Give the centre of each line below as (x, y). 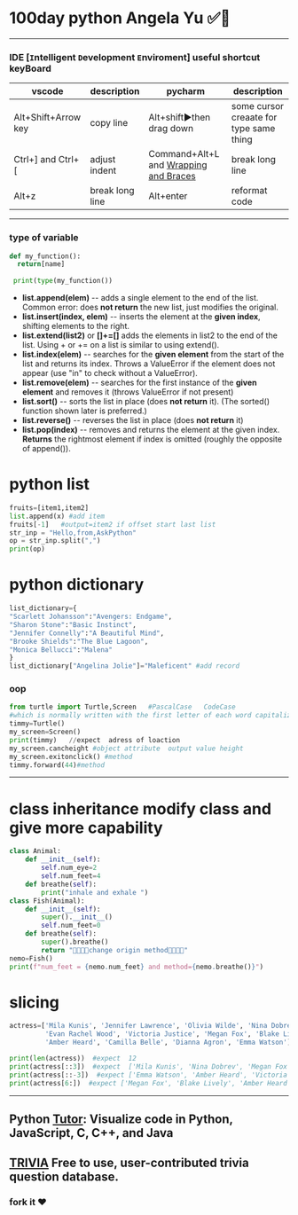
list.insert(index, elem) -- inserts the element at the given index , (141, 317)
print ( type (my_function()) (63, 281)
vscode (47, 91)
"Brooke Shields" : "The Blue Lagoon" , (79, 641)
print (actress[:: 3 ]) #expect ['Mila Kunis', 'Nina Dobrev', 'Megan (141, 1066)
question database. (64, 1177)
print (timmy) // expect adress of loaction (94, 740)
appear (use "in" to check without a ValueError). (110, 373)
